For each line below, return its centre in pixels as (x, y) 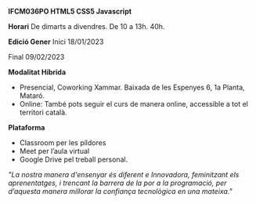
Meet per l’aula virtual (54, 151)
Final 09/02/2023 (36, 57)
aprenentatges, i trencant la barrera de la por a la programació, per (117, 183)
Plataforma (27, 127)
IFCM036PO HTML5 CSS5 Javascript (70, 11)
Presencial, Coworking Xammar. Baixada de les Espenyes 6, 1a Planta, (132, 87)
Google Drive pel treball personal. (74, 159)
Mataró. (32, 96)
